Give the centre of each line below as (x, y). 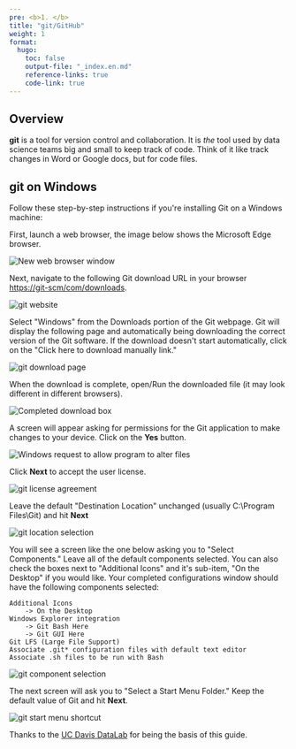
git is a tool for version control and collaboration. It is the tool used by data (144, 140)
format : (23, 42)
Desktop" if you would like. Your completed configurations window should (144, 578)
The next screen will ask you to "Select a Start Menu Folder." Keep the (137, 692)
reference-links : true (67, 75)
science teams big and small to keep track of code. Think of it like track (139, 149)
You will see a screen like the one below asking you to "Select (121, 550)
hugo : (27, 50)
